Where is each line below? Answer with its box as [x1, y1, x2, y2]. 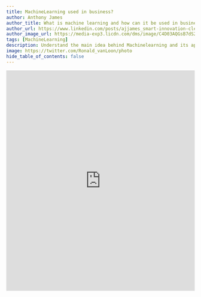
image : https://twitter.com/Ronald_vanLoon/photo [6, 48, 133, 54]
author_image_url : [6, 31, 52, 37]
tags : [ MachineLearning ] [6, 37, 68, 43]
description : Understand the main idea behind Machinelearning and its [6, 43, 188, 49]
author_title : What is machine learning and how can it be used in [6, 20, 178, 26]
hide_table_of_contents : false [6, 53, 84, 59]
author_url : [6, 25, 36, 32]
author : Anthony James [6, 14, 63, 20]
